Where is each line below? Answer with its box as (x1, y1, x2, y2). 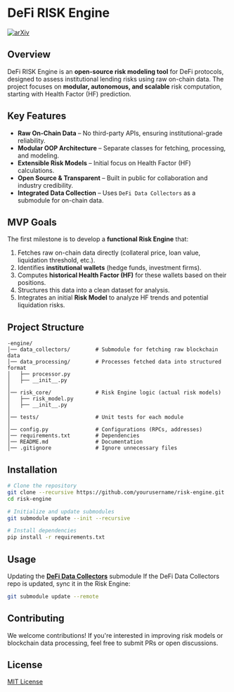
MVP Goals (7, 216, 58, 228)
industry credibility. (17, 181, 74, 189)
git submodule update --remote (7, 593, 99, 600)
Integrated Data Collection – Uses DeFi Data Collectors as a (17, 188, 196, 197)
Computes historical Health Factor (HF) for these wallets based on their (17, 271, 227, 279)
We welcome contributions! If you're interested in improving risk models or (7, 631, 223, 639)
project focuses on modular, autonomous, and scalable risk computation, (7, 82, 223, 91)
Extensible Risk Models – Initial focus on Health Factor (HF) (17, 158, 191, 167)
